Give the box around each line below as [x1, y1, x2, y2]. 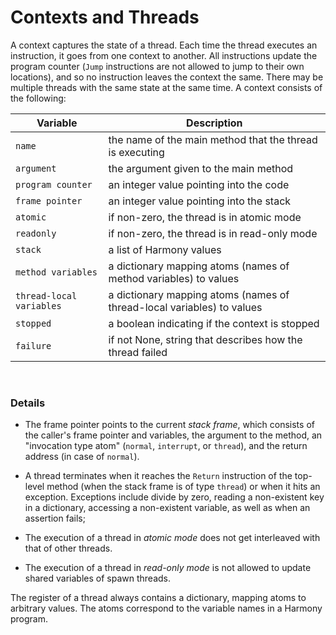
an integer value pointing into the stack [108, 194, 292, 208]
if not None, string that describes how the [108, 332, 303, 346]
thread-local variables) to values [108, 300, 263, 314]
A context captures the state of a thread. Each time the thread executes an [10, 39, 318, 51]
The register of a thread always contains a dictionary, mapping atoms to [10, 592, 307, 604]
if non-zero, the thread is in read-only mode [108, 226, 318, 240]
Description [186, 116, 243, 130]
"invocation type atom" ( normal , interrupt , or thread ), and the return [24, 440, 308, 452]
